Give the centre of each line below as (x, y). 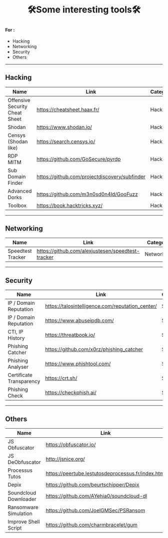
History (16, 338)
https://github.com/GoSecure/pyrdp (79, 159)
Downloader (22, 499)
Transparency (24, 382)
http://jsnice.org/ (65, 459)
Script (15, 528)
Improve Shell (24, 522)
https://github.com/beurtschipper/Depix (92, 485)
